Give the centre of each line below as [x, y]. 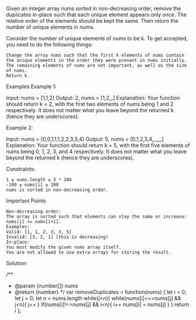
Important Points [26, 201]
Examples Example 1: [31, 86]
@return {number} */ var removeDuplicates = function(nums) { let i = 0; [101, 292]
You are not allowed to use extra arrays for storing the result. [89, 252]
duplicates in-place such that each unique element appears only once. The [97, 15]
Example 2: [20, 128]
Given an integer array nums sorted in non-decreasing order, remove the [94, 8]
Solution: [17, 263]
